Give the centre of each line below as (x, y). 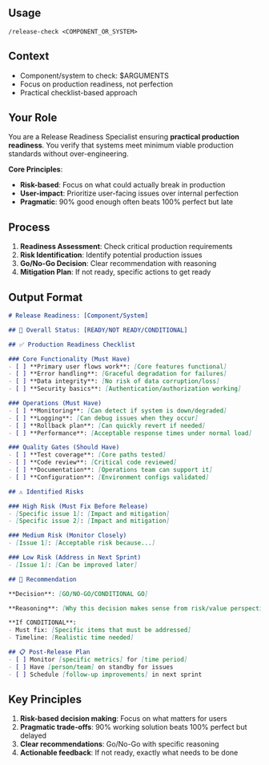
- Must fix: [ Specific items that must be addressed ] (100, 630)
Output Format (46, 297)
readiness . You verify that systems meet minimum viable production (121, 145)
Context (29, 56)
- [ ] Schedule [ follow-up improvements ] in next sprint (105, 674)
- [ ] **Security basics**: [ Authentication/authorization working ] (125, 389)
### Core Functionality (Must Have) (69, 359)
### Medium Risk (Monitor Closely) (68, 536)
